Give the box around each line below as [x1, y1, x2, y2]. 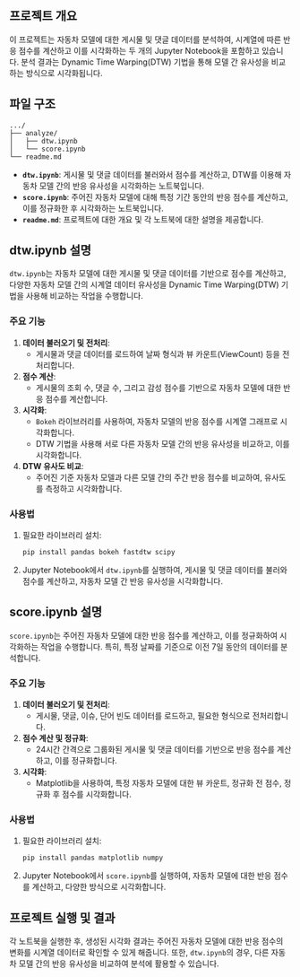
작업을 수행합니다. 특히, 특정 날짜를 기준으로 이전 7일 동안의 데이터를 [39, 641, 279, 652]
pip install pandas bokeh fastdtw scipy [21, 548, 176, 557]
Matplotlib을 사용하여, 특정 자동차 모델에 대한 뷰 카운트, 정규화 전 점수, [35, 778, 282, 789]
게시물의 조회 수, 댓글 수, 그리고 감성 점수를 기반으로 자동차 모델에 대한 [35, 382, 282, 393]
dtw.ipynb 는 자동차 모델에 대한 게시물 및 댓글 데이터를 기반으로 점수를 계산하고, [9, 268, 287, 279]
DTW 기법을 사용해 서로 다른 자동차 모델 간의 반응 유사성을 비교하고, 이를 [35, 438, 290, 449]
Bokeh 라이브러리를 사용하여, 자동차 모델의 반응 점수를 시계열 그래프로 [35, 415, 279, 426]
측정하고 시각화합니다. [45, 483, 123, 493]
